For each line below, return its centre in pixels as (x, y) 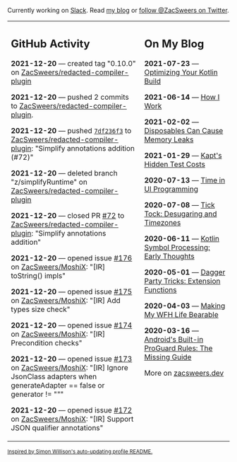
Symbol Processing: (177, 247)
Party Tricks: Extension (182, 281)
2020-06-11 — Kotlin (182, 238)
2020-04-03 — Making (185, 306)
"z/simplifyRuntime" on (49, 182)
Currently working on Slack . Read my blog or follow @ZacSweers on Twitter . (118, 10)
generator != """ (37, 394)
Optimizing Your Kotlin (181, 72)
